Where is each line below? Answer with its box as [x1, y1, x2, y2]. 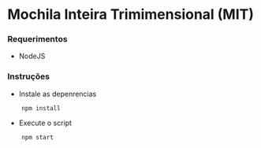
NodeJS [18, 51, 46, 61]
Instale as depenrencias [18, 89, 97, 98]
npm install [21, 104, 61, 112]
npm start [21, 133, 54, 141]
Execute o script [18, 118, 73, 128]
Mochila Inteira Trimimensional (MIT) [7, 6, 254, 24]
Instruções [7, 71, 50, 82]
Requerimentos [7, 34, 68, 45]
